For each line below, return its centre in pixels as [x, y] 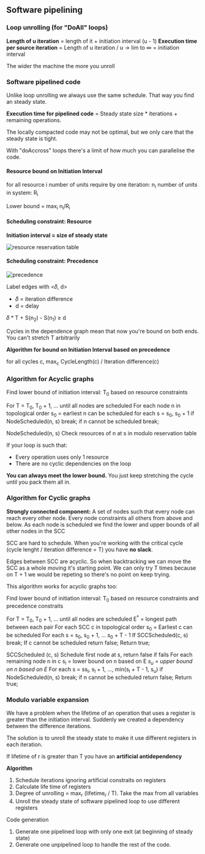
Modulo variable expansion [48, 699]
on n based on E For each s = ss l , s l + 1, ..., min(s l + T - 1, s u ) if [85, 670]
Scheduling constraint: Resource [49, 222]
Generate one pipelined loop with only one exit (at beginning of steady [104, 832]
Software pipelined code [43, 82]
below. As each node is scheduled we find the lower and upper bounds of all [103, 524]
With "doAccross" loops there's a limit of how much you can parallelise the [100, 150]
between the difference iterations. [49, 726]
